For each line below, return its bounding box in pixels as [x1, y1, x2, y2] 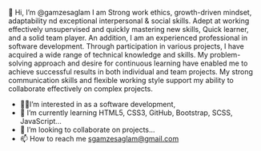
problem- [209, 50, 241, 59]
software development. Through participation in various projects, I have [8, 42, 244, 51]
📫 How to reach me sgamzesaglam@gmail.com [19, 134, 179, 143]
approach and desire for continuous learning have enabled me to [34, 58, 248, 68]
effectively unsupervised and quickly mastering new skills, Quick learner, [8, 25, 250, 34]
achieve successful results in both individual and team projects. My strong [8, 67, 254, 76]
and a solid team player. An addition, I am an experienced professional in [8, 33, 248, 42]
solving [8, 58, 33, 68]
